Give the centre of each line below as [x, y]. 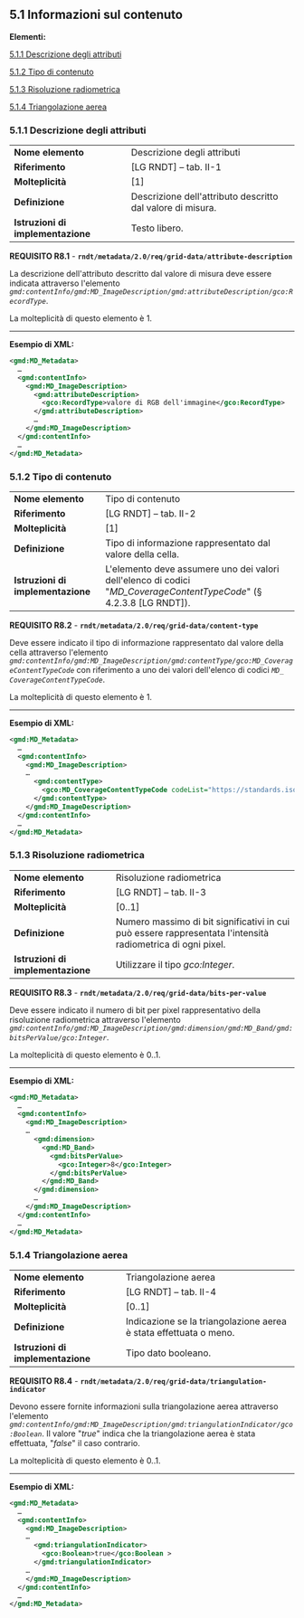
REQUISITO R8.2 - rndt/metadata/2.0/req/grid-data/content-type [134, 625]
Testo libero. [157, 228]
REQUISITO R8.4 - [44, 1381]
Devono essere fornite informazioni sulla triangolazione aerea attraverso [144, 1406]
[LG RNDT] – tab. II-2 [151, 513]
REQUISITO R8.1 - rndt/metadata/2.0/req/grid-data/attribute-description [151, 256]
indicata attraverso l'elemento [65, 283]
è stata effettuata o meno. [180, 1332]
